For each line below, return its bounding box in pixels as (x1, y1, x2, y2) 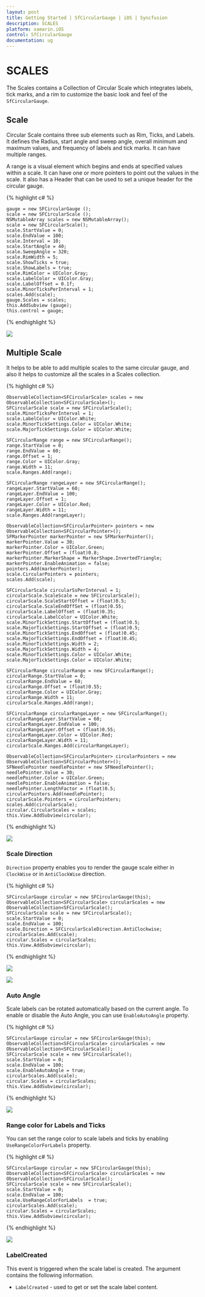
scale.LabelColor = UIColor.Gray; (6, 275, 95, 282)
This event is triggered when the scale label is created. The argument (6, 1265, 181, 1272)
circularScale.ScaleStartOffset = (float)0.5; (6, 598, 127, 604)
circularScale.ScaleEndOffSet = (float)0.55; (6, 603, 124, 610)
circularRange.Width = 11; (6, 694, 75, 700)
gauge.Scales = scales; (6, 297, 67, 303)
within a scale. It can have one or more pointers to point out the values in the (6, 169, 199, 176)
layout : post (6, 9, 40, 15)
